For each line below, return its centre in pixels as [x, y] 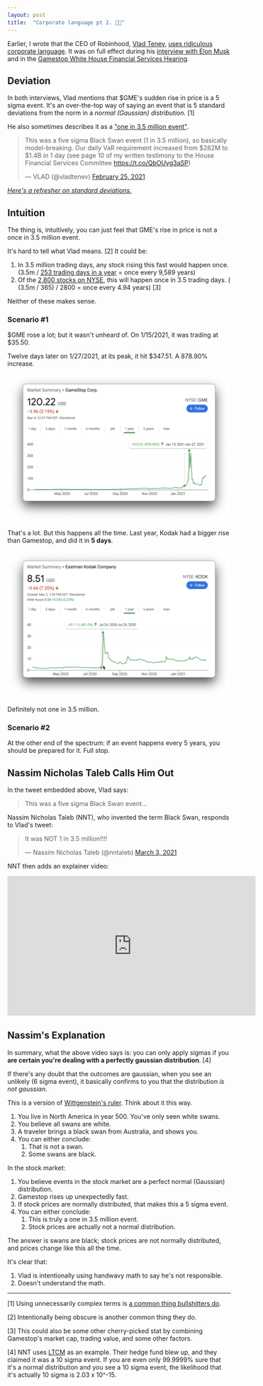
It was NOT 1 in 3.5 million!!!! [66, 838]
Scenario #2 [29, 727]
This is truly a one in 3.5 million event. [83, 1219]
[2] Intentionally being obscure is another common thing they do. [102, 1317]
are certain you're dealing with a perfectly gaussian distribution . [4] [109, 1060]
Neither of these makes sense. [52, 301]
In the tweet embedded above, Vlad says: [68, 790]
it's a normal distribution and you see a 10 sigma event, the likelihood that [114, 1367]
